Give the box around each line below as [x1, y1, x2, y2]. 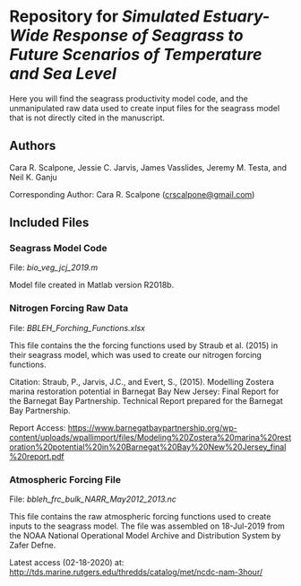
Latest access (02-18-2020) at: [9, 557, 125, 568]
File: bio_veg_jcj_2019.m [9, 262, 99, 273]
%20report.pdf [9, 450, 64, 461]
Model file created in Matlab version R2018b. [9, 280, 175, 291]
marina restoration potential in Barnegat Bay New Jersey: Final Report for [9, 386, 279, 397]
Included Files [9, 215, 90, 231]
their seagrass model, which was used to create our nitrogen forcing [9, 349, 262, 360]
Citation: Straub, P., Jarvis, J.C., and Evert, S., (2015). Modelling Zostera [9, 376, 275, 387]
